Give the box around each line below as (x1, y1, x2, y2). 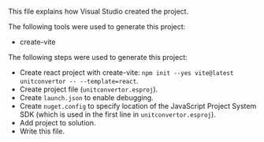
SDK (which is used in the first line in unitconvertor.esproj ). (19, 110, 217, 119)
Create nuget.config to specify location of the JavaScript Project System (19, 102, 257, 110)
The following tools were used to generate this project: (8, 22, 186, 31)
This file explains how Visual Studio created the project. (8, 7, 189, 16)
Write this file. (19, 126, 65, 136)
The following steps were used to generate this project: (8, 53, 188, 62)
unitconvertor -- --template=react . (19, 77, 139, 85)
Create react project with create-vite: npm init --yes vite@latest (19, 68, 234, 77)
